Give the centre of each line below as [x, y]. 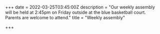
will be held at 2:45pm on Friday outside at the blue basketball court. [76, 12]
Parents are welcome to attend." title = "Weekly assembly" [65, 17]
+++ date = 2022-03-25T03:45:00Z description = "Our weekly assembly [80, 7]
